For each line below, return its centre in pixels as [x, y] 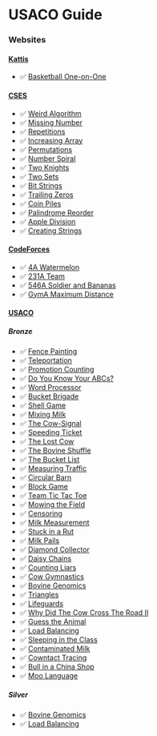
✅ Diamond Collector [55, 549]
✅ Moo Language [49, 676]
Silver [18, 694]
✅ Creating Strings [51, 231]
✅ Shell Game [43, 405]
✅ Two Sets [39, 176]
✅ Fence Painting [48, 352]
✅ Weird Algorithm [50, 113]
